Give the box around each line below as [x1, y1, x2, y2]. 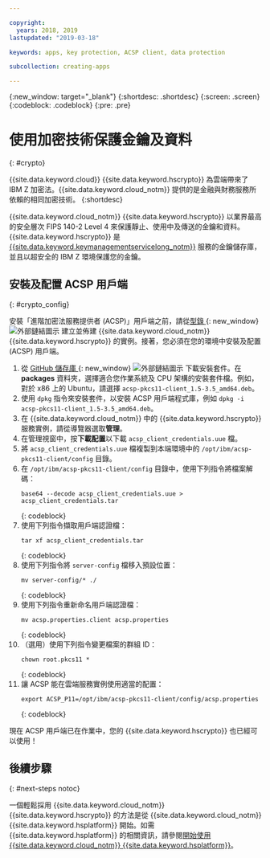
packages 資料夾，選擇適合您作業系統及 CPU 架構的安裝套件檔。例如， [20, 373, 259, 382]
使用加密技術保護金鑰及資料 [9, 131, 193, 149]
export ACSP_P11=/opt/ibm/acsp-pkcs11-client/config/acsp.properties [20, 695, 260, 703]
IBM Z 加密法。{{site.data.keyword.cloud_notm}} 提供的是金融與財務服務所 [9, 185, 256, 194]
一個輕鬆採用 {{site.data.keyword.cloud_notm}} [9, 800, 166, 810]
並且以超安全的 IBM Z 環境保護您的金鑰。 [9, 252, 145, 262]
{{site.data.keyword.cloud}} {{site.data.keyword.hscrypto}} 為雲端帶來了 [9, 174, 249, 185]
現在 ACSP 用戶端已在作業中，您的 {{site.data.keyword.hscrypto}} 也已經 [9, 725, 252, 735]
